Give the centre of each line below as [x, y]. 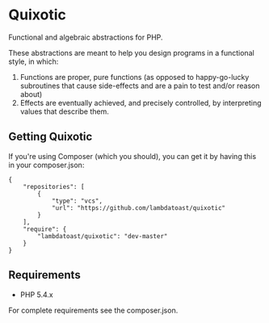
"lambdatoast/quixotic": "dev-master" [103, 236]
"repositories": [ [54, 187]
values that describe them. [64, 111]
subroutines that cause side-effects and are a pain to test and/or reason [140, 86]
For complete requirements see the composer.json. [93, 310]
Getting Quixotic [50, 137]
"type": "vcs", [77, 201]
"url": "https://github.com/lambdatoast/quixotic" [139, 208]
